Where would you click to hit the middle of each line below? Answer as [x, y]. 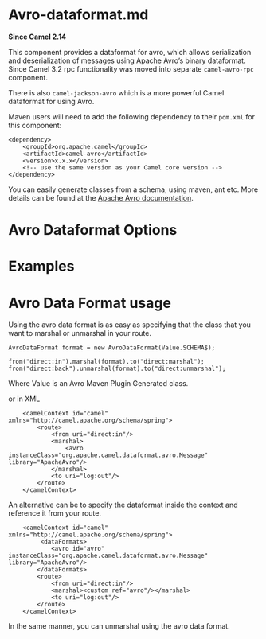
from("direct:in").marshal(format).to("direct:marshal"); [106, 362]
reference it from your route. [55, 513]
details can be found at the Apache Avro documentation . [101, 197]
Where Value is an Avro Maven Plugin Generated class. [98, 384]
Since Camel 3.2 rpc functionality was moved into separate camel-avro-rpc [131, 68]
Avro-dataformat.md [78, 15]
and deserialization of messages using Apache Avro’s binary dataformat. [127, 60]
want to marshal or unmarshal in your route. [80, 333]
